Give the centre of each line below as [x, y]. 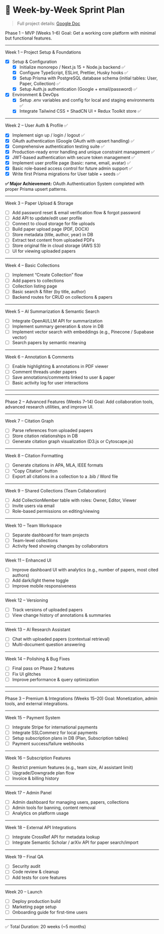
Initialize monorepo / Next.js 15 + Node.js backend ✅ [72, 67]
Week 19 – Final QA [24, 857]
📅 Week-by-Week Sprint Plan [65, 10]
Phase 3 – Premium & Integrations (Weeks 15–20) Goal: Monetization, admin [81, 698]
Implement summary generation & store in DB [58, 326]
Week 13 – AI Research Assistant [38, 629]
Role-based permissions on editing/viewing [56, 511]
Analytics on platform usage [41, 813]
